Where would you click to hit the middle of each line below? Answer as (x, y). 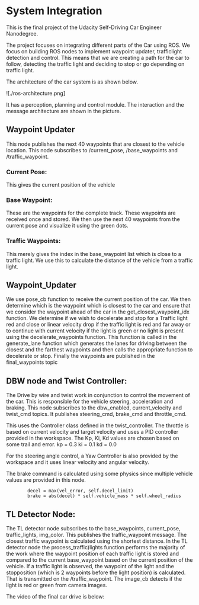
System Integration (54, 11)
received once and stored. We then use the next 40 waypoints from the (93, 219)
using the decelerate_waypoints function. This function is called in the (92, 337)
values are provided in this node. (46, 480)
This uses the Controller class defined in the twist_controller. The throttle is (98, 425)
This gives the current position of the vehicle (61, 185)
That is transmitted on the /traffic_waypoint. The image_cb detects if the (94, 579)
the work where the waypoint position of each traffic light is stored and (93, 554)
